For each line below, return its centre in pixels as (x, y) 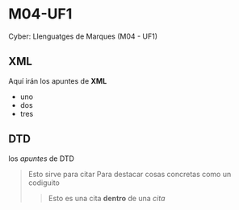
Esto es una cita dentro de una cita (107, 198)
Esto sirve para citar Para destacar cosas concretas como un (130, 174)
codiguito (44, 183)
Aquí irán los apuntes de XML (58, 80)
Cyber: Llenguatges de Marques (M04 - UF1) (83, 36)
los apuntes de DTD (42, 159)
